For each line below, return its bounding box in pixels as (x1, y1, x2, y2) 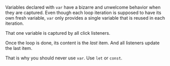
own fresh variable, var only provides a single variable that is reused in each (5, 15, 165, 21)
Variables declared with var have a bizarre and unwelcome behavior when (5, 5, 161, 10)
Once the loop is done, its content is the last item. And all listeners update (5, 40, 160, 46)
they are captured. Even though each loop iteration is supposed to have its (5, 10, 161, 16)
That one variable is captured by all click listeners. (5, 30, 110, 36)
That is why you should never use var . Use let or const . (5, 55, 123, 61)
